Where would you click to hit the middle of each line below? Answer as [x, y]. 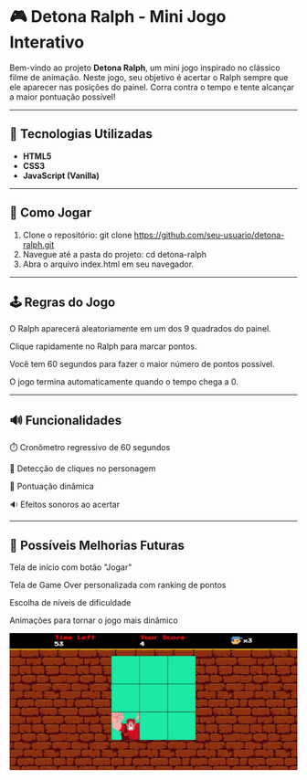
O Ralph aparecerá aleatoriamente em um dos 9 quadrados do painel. [140, 329]
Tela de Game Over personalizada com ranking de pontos [118, 585]
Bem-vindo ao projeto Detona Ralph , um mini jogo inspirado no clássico [145, 68]
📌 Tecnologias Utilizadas [81, 134]
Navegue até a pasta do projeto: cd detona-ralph [115, 254]
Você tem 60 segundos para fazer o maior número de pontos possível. [143, 364]
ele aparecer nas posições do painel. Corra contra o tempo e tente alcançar [152, 87]
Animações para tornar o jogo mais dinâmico [94, 620]
